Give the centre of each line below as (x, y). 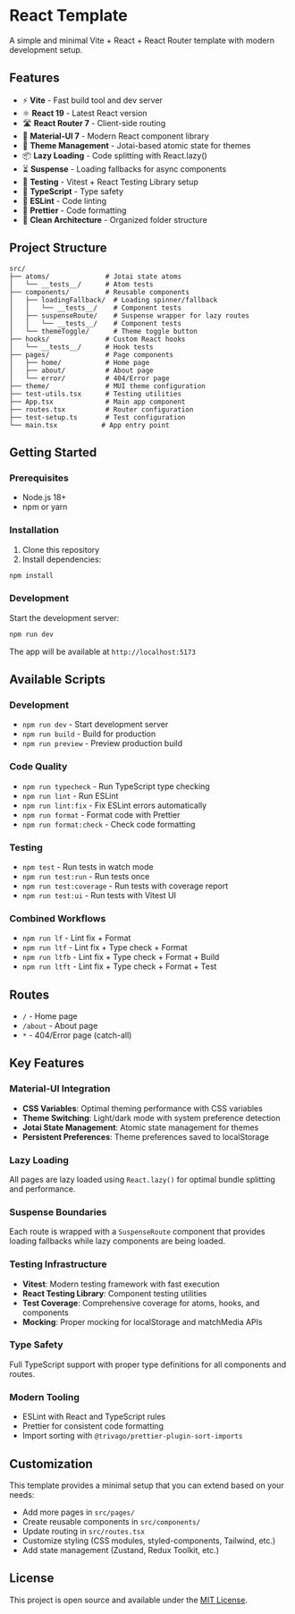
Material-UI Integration (60, 1089)
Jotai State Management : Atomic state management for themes (140, 1127)
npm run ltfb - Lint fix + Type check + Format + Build (121, 957)
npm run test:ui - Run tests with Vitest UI (99, 895)
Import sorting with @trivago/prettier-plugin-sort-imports (132, 1436)
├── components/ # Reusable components (100, 292)
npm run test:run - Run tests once (86, 876)
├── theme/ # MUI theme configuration (107, 386)
